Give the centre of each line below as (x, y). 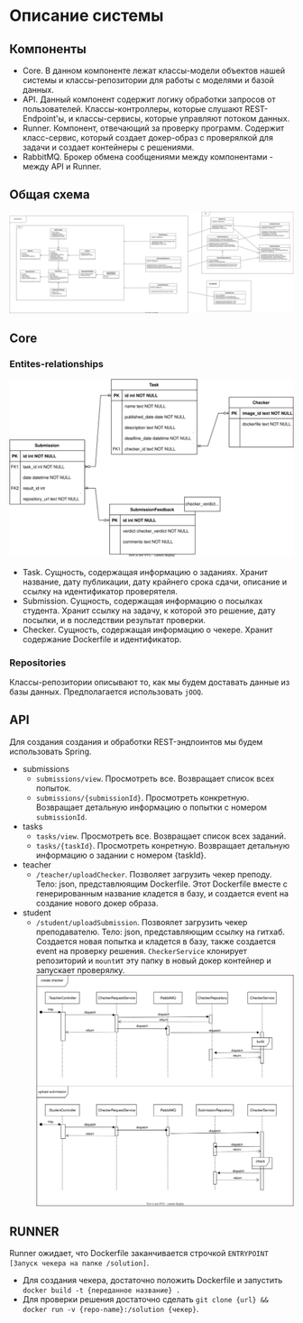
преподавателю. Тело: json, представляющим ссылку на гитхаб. (161, 932)
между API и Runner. (62, 166)
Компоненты (48, 49)
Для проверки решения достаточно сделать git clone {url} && (145, 1300)
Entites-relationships (56, 364)
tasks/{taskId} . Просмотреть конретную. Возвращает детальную (163, 845)
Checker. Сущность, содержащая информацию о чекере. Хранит (147, 629)
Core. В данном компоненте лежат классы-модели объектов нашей (154, 70)
